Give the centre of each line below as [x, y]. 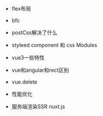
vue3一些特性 [28, 57]
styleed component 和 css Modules [54, 45]
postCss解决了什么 [34, 32]
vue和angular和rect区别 [40, 70]
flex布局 [21, 9]
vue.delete [25, 82]
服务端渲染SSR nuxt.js [38, 107]
